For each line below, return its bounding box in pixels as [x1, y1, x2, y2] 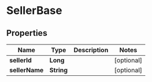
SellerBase [6, 4, 62, 18]
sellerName [9, 66, 44, 74]
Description [73, 46, 109, 54]
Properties [6, 28, 48, 38]
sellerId [9, 56, 32, 64]
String [49, 66, 68, 74]
